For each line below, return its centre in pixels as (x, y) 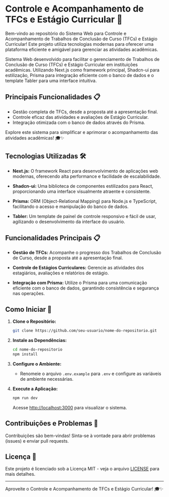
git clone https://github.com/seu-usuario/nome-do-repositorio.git (84, 331)
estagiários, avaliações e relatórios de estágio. (61, 273)
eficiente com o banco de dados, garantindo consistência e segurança (86, 288)
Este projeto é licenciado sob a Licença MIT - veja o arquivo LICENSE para (82, 469)
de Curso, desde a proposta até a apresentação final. (68, 258)
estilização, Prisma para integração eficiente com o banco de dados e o (80, 75)
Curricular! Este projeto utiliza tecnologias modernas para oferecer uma (79, 44)
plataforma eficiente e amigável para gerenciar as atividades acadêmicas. (82, 49)
